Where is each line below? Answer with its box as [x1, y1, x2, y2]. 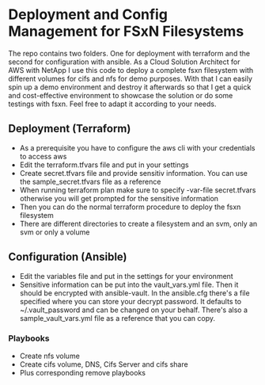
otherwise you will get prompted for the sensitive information [19, 193, 219, 203]
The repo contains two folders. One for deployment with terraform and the [8, 48, 251, 58]
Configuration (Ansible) [8, 250, 128, 264]
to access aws [19, 151, 67, 161]
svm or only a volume [19, 227, 90, 237]
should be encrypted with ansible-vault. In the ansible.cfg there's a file [19, 288, 251, 298]
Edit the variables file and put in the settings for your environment [19, 271, 233, 280]
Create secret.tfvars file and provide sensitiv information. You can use [19, 168, 248, 177]
